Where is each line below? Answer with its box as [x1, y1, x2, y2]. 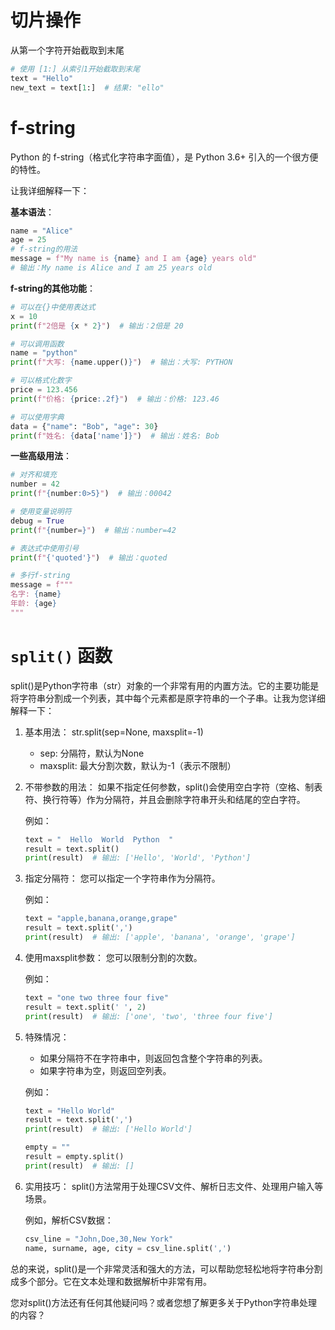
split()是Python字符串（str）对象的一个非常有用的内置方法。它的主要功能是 [10, 679, 320, 691]
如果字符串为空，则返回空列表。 [39, 1064, 172, 1076]
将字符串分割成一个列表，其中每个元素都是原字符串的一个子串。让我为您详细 [10, 692, 326, 704]
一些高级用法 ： [10, 450, 72, 462]
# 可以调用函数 [10, 339, 65, 349]
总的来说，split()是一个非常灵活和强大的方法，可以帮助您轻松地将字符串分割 [10, 1262, 323, 1275]
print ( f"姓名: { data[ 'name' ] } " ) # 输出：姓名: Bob [10, 431, 220, 441]
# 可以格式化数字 [10, 376, 72, 386]
